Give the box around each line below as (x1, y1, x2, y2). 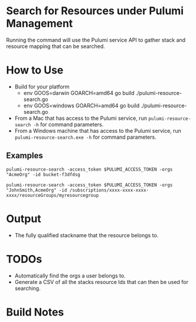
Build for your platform (14, 83, 70, 90)
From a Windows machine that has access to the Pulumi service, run (14, 127, 182, 134)
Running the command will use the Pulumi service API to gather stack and (6, 36, 186, 43)
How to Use (6, 63, 64, 77)
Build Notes (6, 305, 64, 318)
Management (6, 17, 73, 30)
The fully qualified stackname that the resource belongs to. (14, 231, 159, 238)
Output (6, 212, 41, 225)
